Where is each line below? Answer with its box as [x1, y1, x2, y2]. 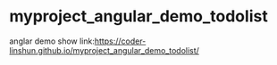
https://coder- [94, 36, 147, 46]
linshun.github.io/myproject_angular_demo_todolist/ [9, 45, 199, 55]
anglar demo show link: [9, 36, 96, 46]
